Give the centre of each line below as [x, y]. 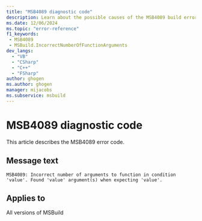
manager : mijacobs [29, 90]
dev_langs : [20, 51]
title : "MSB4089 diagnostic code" [50, 12]
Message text [32, 161]
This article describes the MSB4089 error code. [66, 142]
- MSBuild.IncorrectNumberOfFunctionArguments [68, 46]
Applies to [26, 198]
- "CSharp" [25, 62]
